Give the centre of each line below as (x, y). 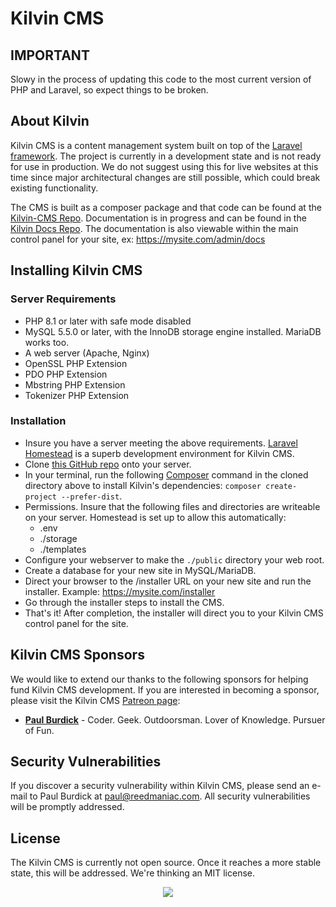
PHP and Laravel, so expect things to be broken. (109, 90)
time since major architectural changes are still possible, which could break (165, 177)
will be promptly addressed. (67, 807)
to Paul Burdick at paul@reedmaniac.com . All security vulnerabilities (170, 796)
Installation (38, 421)
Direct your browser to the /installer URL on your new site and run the (168, 581)
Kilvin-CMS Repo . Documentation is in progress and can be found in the (158, 218)
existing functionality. (54, 188)
